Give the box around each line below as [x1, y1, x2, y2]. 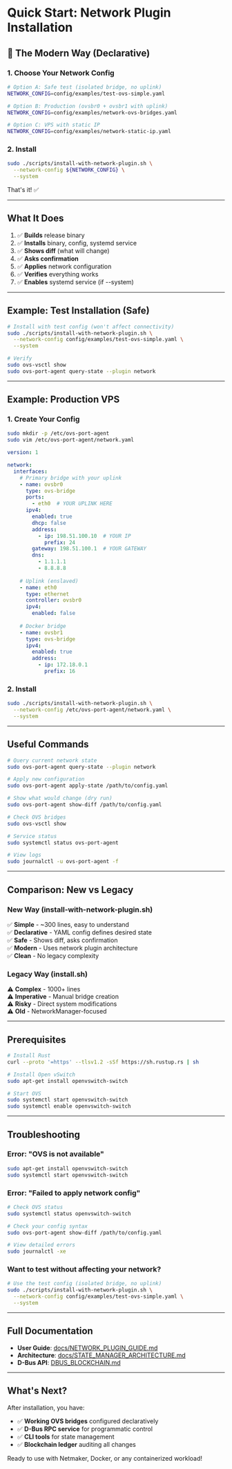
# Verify [7, 355, 32, 362]
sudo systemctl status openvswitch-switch [7, 1210, 131, 1217]
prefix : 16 [43, 668, 76, 675]
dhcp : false [32, 519, 67, 526]
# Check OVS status [7, 1203, 64, 1210]
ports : [25, 494, 45, 501]
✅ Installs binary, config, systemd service [17, 238, 137, 247]
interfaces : [13, 468, 48, 475]
